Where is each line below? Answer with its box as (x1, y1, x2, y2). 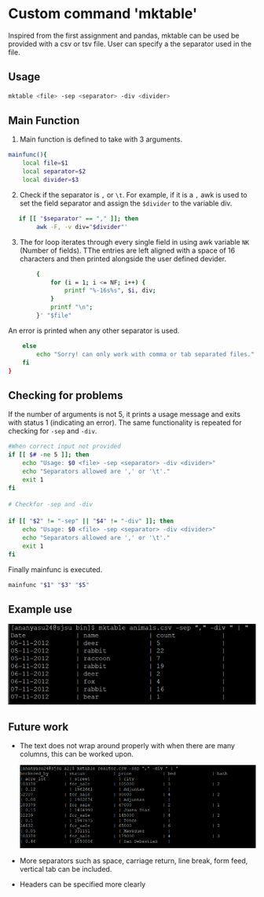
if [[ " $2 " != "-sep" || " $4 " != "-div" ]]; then (8, 517, 174, 526)
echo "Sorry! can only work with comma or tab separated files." (36, 350, 255, 358)
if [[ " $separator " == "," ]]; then (18, 214, 139, 223)
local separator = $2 (22, 168, 86, 175)
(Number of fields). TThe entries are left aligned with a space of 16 (19, 245, 236, 255)
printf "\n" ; (49, 304, 93, 312)
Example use (8, 603, 73, 616)
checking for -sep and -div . (8, 426, 97, 436)
